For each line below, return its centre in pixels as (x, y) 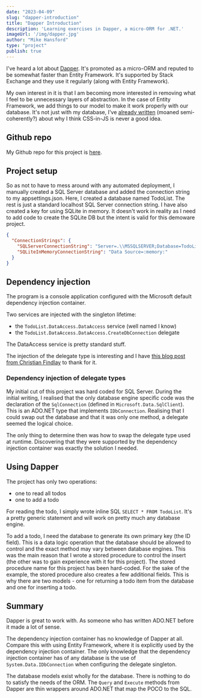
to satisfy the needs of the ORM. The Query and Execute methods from (93, 682)
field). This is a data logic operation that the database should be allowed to (99, 542)
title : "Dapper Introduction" (44, 23)
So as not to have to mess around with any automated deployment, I (90, 185)
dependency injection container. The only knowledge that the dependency (98, 652)
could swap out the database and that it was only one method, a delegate (97, 417)
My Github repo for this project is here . (54, 152)
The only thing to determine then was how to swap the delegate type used (98, 435)
